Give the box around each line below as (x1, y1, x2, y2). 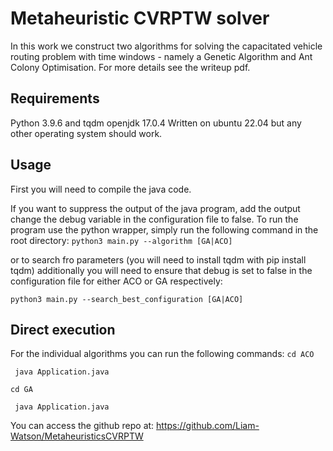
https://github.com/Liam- (156, 420, 260, 432)
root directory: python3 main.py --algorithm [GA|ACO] (10, 234, 233, 246)
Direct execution (10, 321, 116, 338)
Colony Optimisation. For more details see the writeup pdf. (10, 61, 251, 73)
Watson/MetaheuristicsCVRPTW (10, 430, 144, 442)
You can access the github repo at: (10, 420, 155, 432)
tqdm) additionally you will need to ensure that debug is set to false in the (10, 264, 313, 276)
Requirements (10, 90, 100, 107)
